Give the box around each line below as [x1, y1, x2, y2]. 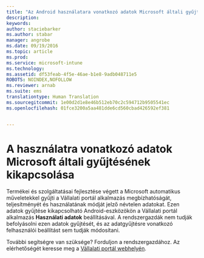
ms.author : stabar [6, 32, 53, 38]
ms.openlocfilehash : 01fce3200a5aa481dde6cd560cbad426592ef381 [6, 105, 170, 111]
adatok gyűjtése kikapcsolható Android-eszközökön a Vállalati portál [6, 207, 178, 215]
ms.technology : [6, 65, 45, 72]
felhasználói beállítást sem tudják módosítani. [6, 226, 120, 234]
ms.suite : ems [6, 88, 42, 94]
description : [6, 15, 39, 21]
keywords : [6, 20, 32, 26]
